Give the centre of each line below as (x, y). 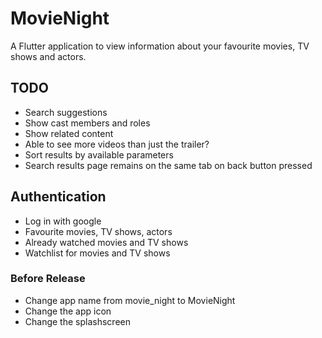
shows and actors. (48, 56)
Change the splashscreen (77, 321)
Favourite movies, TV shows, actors (98, 231)
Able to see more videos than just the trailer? (117, 144)
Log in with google (63, 221)
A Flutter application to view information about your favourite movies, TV (160, 46)
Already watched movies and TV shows (106, 242)
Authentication (58, 197)
